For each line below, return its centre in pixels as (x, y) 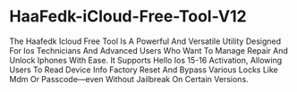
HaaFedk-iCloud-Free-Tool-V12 (128, 17)
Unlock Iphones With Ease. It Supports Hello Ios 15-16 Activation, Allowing (146, 60)
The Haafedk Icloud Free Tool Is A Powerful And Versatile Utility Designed (145, 41)
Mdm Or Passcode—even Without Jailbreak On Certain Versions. (129, 79)
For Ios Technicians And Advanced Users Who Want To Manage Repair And (148, 50)
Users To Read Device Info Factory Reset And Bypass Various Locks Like (144, 70)
